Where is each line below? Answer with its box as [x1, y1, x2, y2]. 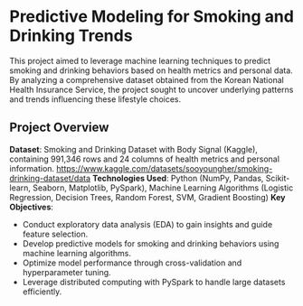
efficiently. [22, 286, 62, 297]
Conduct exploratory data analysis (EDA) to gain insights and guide [22, 218, 273, 229]
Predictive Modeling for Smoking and [9, 6, 294, 27]
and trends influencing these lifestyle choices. [9, 93, 182, 105]
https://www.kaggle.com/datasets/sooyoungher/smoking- [56, 162, 273, 173]
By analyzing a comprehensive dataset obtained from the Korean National [9, 74, 285, 85]
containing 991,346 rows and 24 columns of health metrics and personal [9, 153, 280, 164]
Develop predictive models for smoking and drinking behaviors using [22, 237, 279, 249]
